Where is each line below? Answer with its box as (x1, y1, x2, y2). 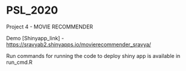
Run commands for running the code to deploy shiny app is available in (6, 52, 181, 59)
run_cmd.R (6, 59, 33, 66)
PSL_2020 (6, 4, 58, 17)
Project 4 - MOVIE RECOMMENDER (6, 23, 94, 30)
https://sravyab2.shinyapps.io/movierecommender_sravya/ (6, 41, 151, 48)
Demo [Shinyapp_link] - (6, 34, 64, 41)
